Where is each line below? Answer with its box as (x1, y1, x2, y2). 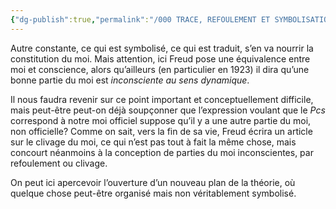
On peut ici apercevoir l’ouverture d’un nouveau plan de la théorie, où (10, 176, 296, 188)
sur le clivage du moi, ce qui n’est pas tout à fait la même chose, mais (10, 136, 297, 148)
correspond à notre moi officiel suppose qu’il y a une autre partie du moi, (10, 114, 312, 126)
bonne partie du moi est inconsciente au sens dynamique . (10, 74, 250, 86)
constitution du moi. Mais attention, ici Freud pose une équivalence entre (10, 52, 311, 65)
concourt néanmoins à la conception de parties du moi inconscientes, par (10, 146, 314, 158)
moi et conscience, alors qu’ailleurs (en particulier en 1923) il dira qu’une (10, 63, 310, 75)
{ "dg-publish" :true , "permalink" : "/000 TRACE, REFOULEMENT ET (10, 14, 271, 25)
